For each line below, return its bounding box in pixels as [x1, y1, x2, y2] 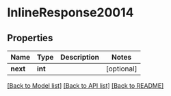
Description [60, 53, 99, 62]
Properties [7, 32, 53, 44]
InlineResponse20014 [7, 5, 135, 21]
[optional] [105, 64, 137, 73]
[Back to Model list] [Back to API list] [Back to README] [7, 82, 164, 90]
